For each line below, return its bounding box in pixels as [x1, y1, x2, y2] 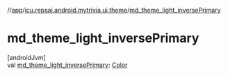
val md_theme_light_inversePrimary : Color [7, 61, 128, 69]
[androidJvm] [7, 53, 47, 61]
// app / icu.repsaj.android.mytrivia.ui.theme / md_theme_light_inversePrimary [7, 6, 221, 14]
